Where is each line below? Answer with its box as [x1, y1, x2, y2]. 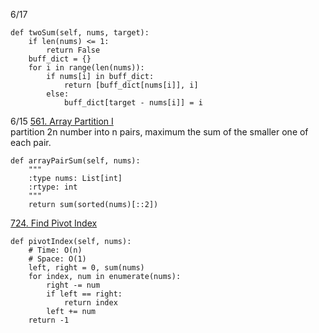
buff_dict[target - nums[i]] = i [63, 98, 203, 108]
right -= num [46, 280, 101, 290]
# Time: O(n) [28, 245, 83, 255]
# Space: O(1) [28, 254, 87, 264]
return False [46, 45, 101, 55]
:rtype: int [28, 182, 78, 192]
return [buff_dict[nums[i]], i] [63, 80, 199, 90]
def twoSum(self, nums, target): [10, 28, 150, 38]
